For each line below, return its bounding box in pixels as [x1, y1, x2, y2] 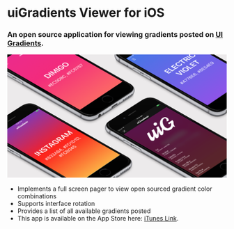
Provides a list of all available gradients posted [17, 207, 151, 215]
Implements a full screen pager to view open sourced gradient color [17, 184, 212, 193]
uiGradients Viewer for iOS [7, 5, 165, 21]
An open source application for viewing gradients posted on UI [7, 30, 224, 40]
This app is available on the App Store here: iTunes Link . [17, 214, 179, 222]
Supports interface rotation [17, 199, 95, 207]
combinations [17, 191, 57, 200]
